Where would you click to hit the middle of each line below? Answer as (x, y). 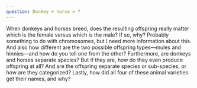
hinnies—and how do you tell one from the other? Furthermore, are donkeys (98, 53)
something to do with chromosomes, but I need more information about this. (99, 41)
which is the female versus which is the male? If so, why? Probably (88, 35)
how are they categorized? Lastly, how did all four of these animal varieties (97, 72)
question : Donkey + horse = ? (43, 12)
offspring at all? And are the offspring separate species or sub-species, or (96, 66)
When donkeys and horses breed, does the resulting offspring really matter (98, 28)
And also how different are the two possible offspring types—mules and (94, 47)
